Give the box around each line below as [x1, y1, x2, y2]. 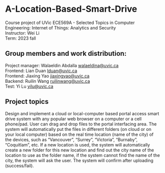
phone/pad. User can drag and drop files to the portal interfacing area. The [5, 121, 157, 127]
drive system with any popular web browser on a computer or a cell [5, 116, 142, 122]
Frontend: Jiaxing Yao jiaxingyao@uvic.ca [5, 73, 90, 79]
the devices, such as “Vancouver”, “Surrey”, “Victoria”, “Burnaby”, [5, 136, 138, 143]
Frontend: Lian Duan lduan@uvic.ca [5, 68, 78, 74]
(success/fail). [5, 163, 34, 169]
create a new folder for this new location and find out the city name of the [5, 147, 154, 153]
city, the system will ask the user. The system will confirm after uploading [5, 157, 154, 163]
